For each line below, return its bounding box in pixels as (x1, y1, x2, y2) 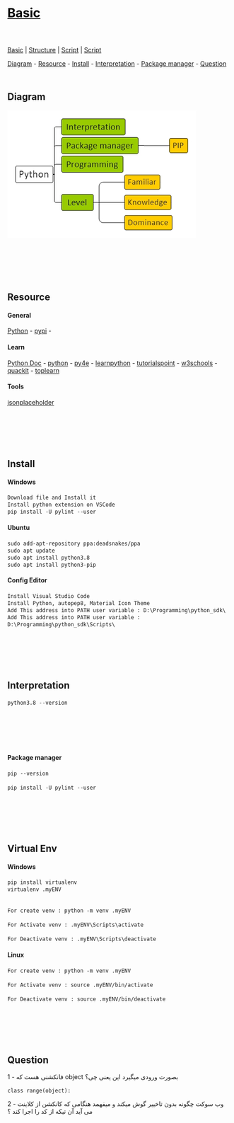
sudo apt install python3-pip (7, 561, 97, 568)
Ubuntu (7, 523, 30, 531)
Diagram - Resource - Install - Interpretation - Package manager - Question (7, 59, 227, 68)
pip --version (7, 770, 49, 777)
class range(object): (7, 1088, 71, 1095)
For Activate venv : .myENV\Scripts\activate (7, 921, 144, 928)
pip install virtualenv (7, 879, 78, 886)
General (7, 311, 32, 319)
